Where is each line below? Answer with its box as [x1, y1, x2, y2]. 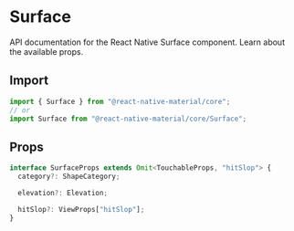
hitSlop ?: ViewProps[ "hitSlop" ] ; [17, 205, 145, 214]
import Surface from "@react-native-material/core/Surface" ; [9, 114, 247, 123]
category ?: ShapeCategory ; [17, 172, 121, 182]
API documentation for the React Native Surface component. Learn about [9, 37, 286, 47]
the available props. [9, 46, 84, 57]
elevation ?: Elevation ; [17, 188, 108, 197]
